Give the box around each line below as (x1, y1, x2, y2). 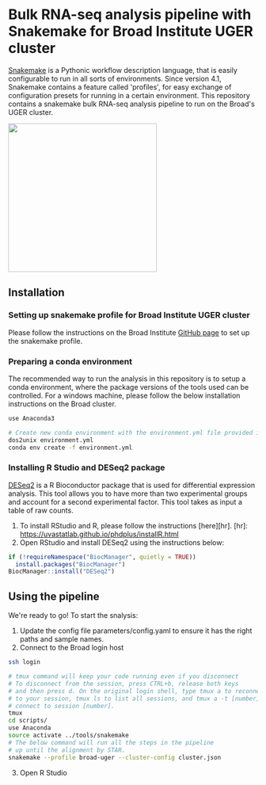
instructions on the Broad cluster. (8, 398, 116, 409)
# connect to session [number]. (8, 702, 115, 710)
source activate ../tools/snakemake (8, 731, 129, 740)
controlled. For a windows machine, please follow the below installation (8, 391, 241, 400)
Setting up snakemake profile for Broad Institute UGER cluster (8, 310, 251, 321)
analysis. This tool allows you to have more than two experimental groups (8, 489, 248, 498)
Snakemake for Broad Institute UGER (8, 22, 253, 40)
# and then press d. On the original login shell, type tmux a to (8, 687, 232, 695)
